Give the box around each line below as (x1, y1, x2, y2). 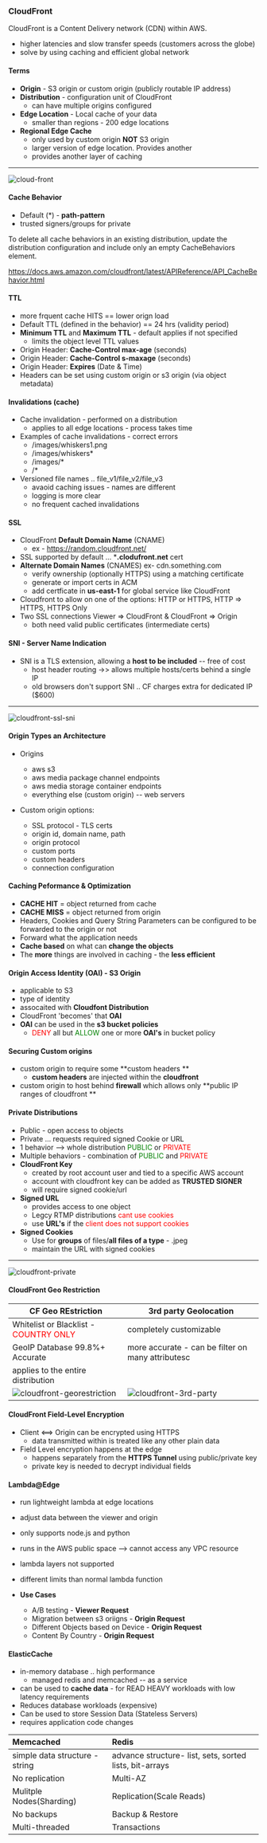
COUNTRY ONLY (12, 1329, 75, 1340)
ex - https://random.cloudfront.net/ (31, 544, 147, 553)
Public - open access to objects (19, 1126, 124, 1135)
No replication (12, 1773, 65, 1784)
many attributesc (126, 1351, 191, 1362)
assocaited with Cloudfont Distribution (19, 1003, 149, 1012)
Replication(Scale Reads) (111, 1791, 207, 1802)
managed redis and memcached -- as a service (31, 1676, 188, 1685)
